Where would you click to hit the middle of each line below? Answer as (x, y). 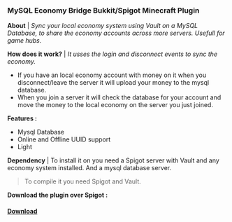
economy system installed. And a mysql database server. (89, 168)
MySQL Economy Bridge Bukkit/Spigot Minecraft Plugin (103, 11)
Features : (22, 118)
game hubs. (24, 41)
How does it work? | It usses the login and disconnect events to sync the (113, 54)
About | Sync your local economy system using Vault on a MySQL (103, 26)
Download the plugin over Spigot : (58, 195)
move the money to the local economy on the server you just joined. (115, 105)
